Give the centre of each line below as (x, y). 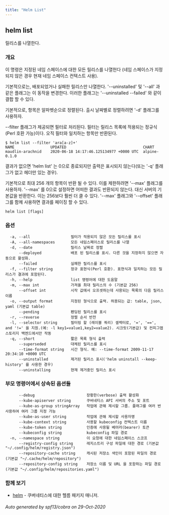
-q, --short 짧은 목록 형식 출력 (58, 339)
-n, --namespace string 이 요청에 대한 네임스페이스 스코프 (79, 438)
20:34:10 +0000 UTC (26, 354)
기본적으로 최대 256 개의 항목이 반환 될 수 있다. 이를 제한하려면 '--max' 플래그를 (84, 183)
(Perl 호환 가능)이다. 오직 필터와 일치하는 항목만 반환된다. (61, 133)
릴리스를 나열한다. (23, 43)
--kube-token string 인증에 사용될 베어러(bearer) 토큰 (84, 428)
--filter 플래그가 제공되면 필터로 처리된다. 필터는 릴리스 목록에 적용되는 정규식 (81, 127)
